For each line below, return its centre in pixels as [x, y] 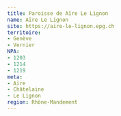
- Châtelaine [26, 89]
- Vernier [21, 45]
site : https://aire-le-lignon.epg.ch [61, 26]
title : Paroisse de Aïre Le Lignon [58, 13]
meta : [15, 77]
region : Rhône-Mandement [42, 102]
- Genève [19, 39]
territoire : [24, 32]
